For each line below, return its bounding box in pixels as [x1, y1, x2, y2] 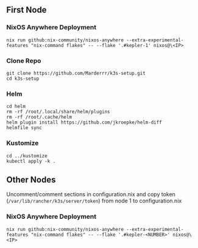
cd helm [6, 104, 26, 110]
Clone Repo [6, 56, 41, 65]
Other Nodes [6, 174, 56, 185]
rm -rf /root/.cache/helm [6, 114, 72, 121]
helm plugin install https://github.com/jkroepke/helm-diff [6, 119, 163, 126]
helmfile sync [6, 125, 43, 131]
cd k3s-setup [6, 76, 40, 82]
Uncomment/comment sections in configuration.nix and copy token [6, 191, 175, 198]
